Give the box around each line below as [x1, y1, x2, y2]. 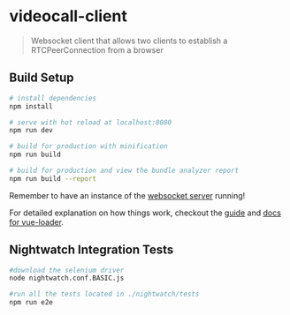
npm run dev [9, 126, 53, 135]
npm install [9, 101, 53, 111]
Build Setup [9, 71, 74, 86]
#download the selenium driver [9, 266, 125, 274]
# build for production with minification [9, 142, 168, 151]
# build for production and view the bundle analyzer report [9, 166, 240, 175]
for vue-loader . [9, 216, 65, 227]
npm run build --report [9, 174, 97, 183]
